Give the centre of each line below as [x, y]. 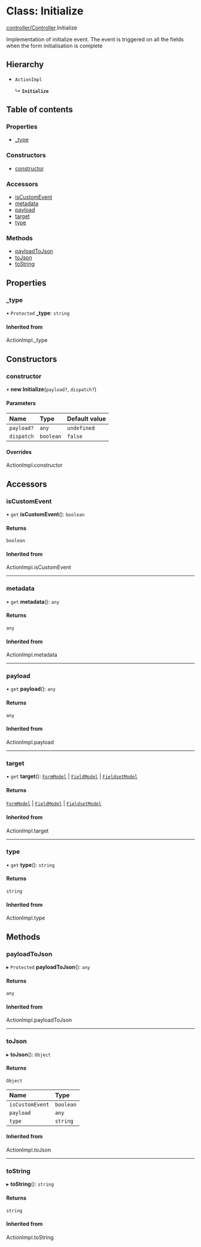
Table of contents [39, 110]
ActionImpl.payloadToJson [39, 1020]
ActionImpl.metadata [32, 655]
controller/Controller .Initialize [42, 28]
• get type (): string [31, 865]
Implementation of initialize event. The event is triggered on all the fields [95, 39]
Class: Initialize [45, 11]
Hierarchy [25, 65]
